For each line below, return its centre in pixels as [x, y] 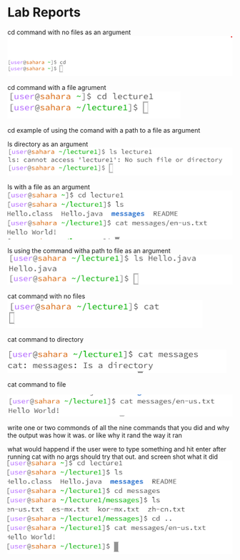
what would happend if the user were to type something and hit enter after [117, 449]
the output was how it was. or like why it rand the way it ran [95, 435]
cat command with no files [46, 296]
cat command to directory [46, 339]
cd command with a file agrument [57, 87]
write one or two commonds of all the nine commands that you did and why [119, 428]
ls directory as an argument [48, 144]
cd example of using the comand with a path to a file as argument [104, 130]
